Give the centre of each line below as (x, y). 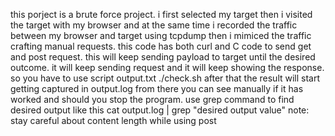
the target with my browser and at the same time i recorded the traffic (154, 25)
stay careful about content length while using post (113, 120)
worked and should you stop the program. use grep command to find (152, 99)
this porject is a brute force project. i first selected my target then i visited (161, 14)
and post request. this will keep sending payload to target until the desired (163, 57)
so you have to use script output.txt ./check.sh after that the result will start (165, 78)
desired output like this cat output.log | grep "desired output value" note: (160, 110)
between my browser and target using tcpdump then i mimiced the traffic (161, 35)
